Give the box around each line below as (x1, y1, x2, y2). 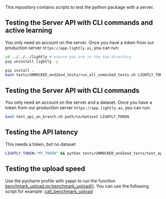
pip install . (5, 68, 35, 73)
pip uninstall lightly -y (5, 59, 58, 64)
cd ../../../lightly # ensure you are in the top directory (5, 54, 132, 59)
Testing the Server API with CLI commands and (5, 18, 153, 27)
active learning (5, 26, 53, 35)
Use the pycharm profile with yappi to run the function (5, 178, 116, 184)
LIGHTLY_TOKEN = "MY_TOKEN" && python (5, 151, 81, 156)
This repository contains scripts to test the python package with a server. (5, 4, 154, 10)
